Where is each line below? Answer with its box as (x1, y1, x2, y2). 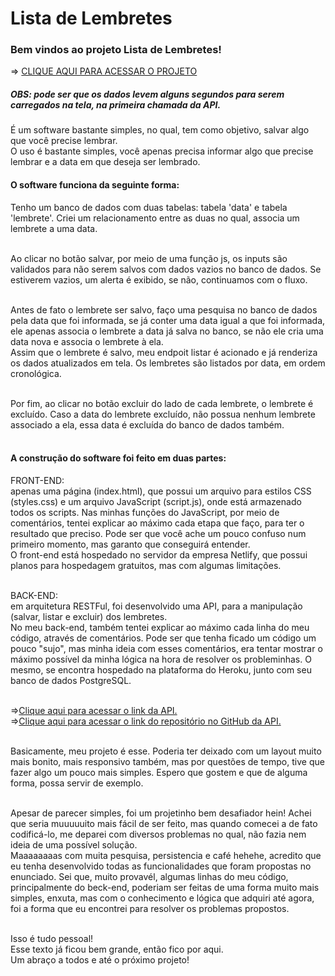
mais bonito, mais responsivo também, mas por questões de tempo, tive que (10, 755, 325, 767)
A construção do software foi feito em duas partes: (10, 452, 227, 464)
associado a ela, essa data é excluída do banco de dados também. (10, 418, 285, 431)
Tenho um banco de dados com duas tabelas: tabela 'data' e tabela (10, 201, 288, 213)
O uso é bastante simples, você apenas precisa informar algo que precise (10, 145, 314, 157)
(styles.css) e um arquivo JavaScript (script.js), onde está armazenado (10, 495, 302, 507)
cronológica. (10, 367, 62, 379)
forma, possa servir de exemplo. (10, 777, 144, 789)
